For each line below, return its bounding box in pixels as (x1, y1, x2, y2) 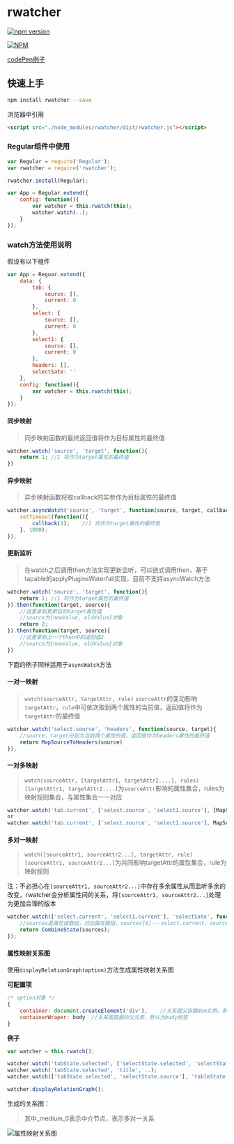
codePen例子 (7, 55, 45, 63)
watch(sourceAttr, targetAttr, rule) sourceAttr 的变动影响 (24, 694, 197, 702)
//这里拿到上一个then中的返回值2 (19, 634, 104, 641)
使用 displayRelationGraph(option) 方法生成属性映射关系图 (7, 965, 174, 974)
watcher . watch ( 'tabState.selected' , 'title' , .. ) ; (7, 1067, 157, 1074)
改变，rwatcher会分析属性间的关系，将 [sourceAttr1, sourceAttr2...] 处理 (7, 891, 221, 899)
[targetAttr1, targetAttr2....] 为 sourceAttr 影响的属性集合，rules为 (24, 784, 225, 792)
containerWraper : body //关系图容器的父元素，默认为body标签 (19, 1014, 188, 1021)
